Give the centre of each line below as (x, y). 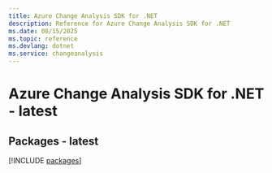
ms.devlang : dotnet (41, 46)
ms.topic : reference (43, 39)
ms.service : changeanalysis (56, 54)
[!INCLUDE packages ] (45, 160)
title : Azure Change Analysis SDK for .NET (83, 16)
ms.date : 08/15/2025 (43, 31)
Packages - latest (54, 141)
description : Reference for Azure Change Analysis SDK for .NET (119, 24)
